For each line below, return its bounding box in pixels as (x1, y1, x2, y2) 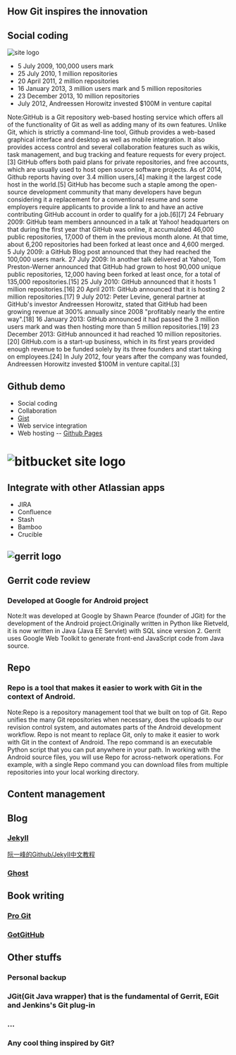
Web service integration (17, 422, 87, 430)
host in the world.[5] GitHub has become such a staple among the (7, 180, 199, 189)
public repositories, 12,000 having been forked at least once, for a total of (7, 270, 221, 279)
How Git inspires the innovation (7, 6, 148, 18)
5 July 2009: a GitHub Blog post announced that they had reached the (7, 248, 211, 256)
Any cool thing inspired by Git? (7, 1038, 115, 1048)
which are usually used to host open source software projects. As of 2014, (7, 166, 223, 174)
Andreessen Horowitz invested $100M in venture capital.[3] (7, 360, 180, 368)
